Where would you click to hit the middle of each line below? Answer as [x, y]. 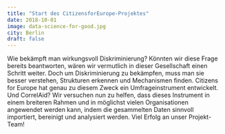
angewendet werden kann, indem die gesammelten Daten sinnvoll [100, 110]
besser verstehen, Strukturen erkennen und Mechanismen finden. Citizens [113, 80]
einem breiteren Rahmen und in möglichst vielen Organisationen [98, 102]
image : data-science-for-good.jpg [57, 26]
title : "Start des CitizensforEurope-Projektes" [78, 13]
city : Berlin [26, 33]
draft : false [26, 39]
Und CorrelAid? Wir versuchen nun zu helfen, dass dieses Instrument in [108, 95]
